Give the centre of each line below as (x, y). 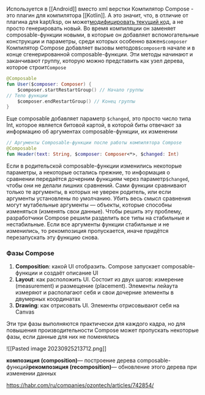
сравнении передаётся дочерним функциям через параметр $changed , (98, 179)
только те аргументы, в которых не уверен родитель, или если (89, 191)
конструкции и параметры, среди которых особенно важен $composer (97, 41)
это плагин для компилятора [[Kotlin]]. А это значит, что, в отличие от (97, 15)
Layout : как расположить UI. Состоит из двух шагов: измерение (99, 279)
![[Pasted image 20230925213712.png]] (57, 349)
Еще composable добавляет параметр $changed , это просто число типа (99, 119)
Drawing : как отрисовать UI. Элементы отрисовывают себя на (97, 306)
